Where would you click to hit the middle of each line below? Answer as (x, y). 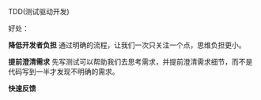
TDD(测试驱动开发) (39, 11)
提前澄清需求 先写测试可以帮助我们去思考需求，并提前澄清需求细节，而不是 (130, 62)
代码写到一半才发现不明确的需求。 (64, 72)
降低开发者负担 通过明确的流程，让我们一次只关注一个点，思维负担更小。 (127, 45)
